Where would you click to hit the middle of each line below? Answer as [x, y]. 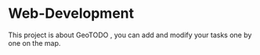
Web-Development [71, 14]
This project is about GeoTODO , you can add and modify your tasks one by [130, 35]
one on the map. [34, 43]
